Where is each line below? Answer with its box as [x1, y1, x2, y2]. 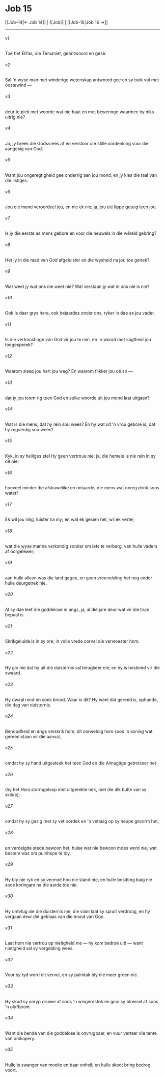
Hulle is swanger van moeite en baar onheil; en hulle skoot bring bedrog [5, 1062, 151, 1068]
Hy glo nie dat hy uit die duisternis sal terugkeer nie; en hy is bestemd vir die [5, 665, 160, 671]
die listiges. [5, 177, 28, 183]
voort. [5, 1067, 17, 1073]
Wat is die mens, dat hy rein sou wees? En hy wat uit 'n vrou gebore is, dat [5, 421, 156, 427]
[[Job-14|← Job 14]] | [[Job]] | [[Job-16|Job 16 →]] [5, 19, 108, 25]
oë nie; [5, 458, 19, 464]
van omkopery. [5, 1035, 35, 1041]
